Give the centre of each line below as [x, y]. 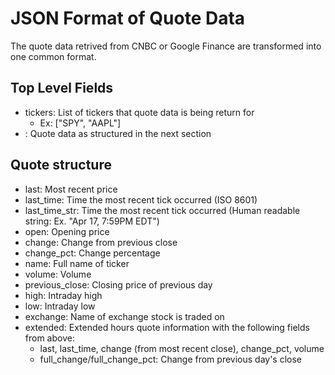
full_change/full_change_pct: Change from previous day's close [171, 359]
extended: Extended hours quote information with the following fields [167, 327]
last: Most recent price [71, 189]
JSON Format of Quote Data [128, 18]
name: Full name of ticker [77, 263]
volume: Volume [58, 274]
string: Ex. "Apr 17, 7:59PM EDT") [92, 221]
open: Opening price [67, 231]
